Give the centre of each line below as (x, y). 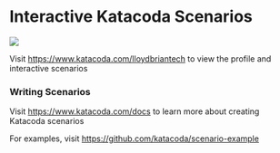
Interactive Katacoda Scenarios (131, 17)
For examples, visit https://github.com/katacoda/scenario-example (134, 139)
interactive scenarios (49, 68)
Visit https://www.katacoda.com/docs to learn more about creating (135, 111)
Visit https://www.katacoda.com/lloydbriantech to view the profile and (140, 58)
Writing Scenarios (50, 91)
